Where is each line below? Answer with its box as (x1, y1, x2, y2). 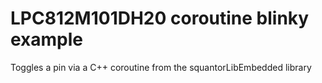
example (10, 28, 84, 51)
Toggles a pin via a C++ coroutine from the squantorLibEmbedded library (10, 61, 312, 73)
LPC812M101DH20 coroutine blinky (10, 7, 310, 30)
